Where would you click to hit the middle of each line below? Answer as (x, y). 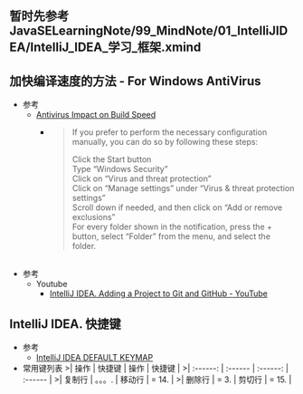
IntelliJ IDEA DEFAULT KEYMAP (95, 358)
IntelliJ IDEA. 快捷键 (66, 324)
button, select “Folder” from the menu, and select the (171, 236)
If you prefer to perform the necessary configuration (170, 132)
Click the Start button (112, 159)
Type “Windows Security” (120, 169)
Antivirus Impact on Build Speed (96, 115)
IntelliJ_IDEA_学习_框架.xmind (116, 48)
